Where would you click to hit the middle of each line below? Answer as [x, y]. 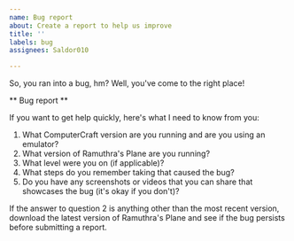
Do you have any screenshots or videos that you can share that [137, 182]
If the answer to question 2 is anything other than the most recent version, [144, 208]
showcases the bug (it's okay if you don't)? [101, 191]
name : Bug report [41, 17]
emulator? [40, 144]
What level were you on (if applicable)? [93, 163]
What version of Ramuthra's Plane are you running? [116, 154]
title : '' [27, 34]
